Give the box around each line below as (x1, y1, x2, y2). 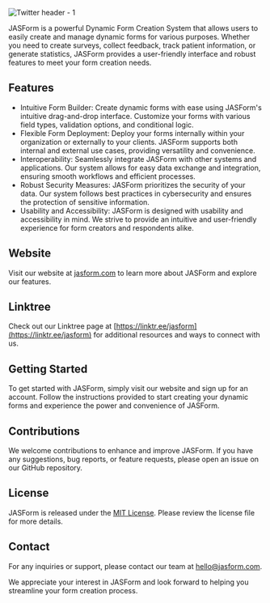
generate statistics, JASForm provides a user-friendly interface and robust (8, 49, 256, 58)
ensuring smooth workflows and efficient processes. (19, 171, 196, 181)
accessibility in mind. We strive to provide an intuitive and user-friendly (19, 214, 257, 224)
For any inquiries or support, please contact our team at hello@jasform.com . (8, 561, 263, 571)
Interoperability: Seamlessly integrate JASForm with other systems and (19, 154, 257, 163)
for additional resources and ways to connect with (93, 330, 260, 340)
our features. (8, 276, 52, 287)
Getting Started (8, 362, 88, 376)
